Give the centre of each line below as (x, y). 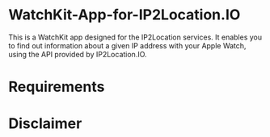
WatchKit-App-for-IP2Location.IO (124, 15)
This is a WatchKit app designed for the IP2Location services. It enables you (135, 37)
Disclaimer (45, 124)
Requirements (57, 87)
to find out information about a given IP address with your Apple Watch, (127, 45)
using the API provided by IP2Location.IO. (78, 54)
